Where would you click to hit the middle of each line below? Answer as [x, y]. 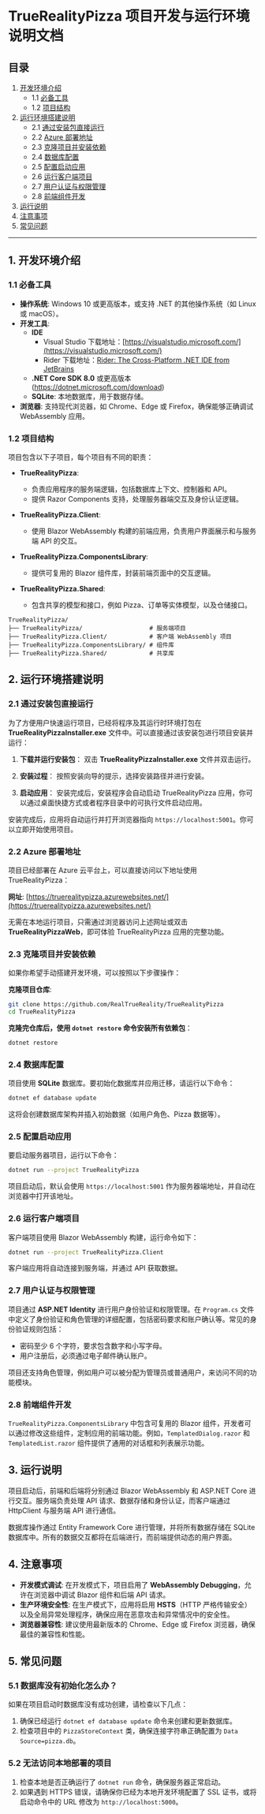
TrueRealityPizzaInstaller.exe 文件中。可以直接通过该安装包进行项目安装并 [131, 732]
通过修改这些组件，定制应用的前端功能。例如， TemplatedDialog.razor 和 [132, 1433]
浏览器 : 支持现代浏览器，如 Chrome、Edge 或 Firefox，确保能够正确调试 [136, 406]
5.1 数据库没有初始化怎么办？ [63, 1685]
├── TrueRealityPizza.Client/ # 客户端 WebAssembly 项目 [120, 636]
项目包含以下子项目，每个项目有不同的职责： [81, 457]
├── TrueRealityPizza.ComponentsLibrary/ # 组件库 [91, 645]
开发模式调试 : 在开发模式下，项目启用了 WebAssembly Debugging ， [132, 1584]
